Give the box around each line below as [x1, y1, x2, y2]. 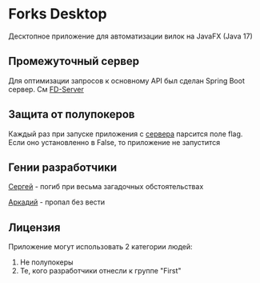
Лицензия [8, 220, 61, 234]
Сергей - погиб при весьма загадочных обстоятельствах [8, 182, 204, 192]
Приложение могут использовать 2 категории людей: [8, 242, 193, 252]
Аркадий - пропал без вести [8, 197, 106, 207]
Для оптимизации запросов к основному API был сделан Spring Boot [8, 75, 246, 85]
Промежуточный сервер [8, 55, 140, 68]
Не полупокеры [19, 257, 74, 267]
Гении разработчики [8, 160, 118, 174]
